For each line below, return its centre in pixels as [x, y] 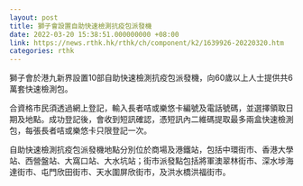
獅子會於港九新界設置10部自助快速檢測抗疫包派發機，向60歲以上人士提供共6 [151, 78]
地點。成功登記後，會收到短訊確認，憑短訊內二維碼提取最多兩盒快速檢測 [159, 120]
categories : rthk [42, 51]
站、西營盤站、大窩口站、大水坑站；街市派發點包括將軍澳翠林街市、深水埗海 [151, 161]
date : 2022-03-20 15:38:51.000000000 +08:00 [94, 34]
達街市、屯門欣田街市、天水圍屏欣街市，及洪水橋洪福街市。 [120, 173]
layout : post [34, 18]
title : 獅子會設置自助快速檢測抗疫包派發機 [81, 26]
